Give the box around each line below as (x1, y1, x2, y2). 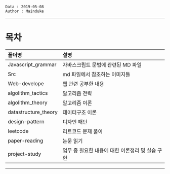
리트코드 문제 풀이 (62, 128, 103, 135)
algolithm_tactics (8, 89, 48, 96)
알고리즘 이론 (62, 99, 92, 106)
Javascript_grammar (8, 61, 57, 68)
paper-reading (8, 137, 44, 144)
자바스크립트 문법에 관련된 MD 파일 (62, 61, 142, 68)
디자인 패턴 (62, 118, 88, 125)
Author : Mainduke (5, 9, 44, 14)
